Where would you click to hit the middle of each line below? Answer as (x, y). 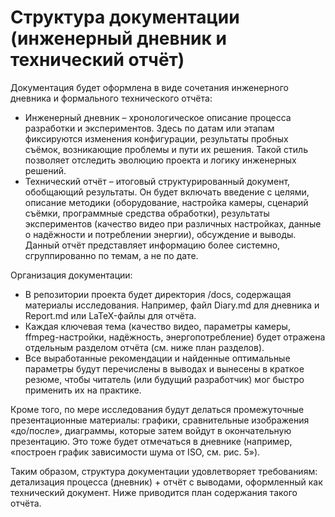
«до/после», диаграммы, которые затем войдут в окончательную (151, 430)
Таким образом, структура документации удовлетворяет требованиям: (164, 471)
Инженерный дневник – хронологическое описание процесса (158, 117)
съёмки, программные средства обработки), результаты (147, 213)
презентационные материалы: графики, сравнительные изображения (160, 420)
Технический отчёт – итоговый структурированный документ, (157, 181)
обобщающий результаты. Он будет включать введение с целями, (167, 192)
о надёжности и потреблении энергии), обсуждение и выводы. (160, 234)
